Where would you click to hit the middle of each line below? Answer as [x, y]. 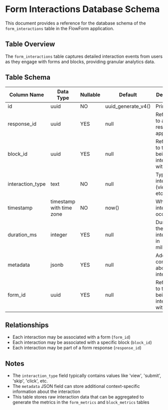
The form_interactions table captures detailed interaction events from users [84, 56]
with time [61, 208]
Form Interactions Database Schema [82, 9]
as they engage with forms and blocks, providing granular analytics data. [80, 62]
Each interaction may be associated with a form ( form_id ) [71, 337]
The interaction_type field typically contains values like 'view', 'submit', [87, 376]
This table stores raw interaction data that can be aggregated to [78, 397]
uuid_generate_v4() [128, 106]
